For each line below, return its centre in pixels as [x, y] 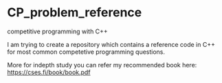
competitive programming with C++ [57, 31]
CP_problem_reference [75, 13]
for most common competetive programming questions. [86, 52]
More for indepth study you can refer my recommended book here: [102, 65]
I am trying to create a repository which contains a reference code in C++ [111, 44]
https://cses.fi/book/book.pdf [49, 72]
